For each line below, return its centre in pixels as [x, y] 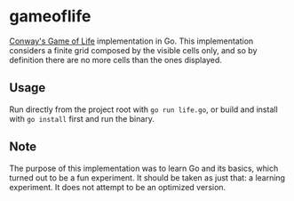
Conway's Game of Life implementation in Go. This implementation [131, 41]
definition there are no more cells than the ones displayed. [115, 60]
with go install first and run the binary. [82, 118]
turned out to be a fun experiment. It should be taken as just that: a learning [147, 177]
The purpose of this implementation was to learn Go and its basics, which [144, 168]
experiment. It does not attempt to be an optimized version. [118, 187]
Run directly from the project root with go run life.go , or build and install [143, 109]
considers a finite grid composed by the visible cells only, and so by [133, 50]
